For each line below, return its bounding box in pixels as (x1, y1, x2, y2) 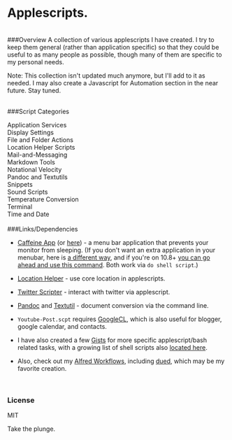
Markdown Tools (7, 157, 56, 166)
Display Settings (7, 128, 55, 136)
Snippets (7, 180, 33, 188)
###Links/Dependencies (7, 225, 78, 233)
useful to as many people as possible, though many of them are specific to (7, 50, 222, 59)
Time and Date (7, 210, 50, 218)
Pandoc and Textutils (7, 173, 68, 181)
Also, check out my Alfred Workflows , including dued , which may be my (17, 357, 225, 365)
